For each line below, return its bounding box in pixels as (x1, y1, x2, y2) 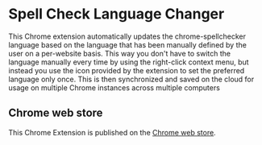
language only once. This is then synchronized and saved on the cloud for (8, 74, 255, 84)
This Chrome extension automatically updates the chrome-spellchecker (8, 31, 246, 41)
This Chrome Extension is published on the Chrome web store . (8, 127, 216, 137)
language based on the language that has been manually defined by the (8, 39, 247, 49)
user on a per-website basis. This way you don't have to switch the (8, 48, 231, 58)
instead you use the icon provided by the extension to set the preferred (8, 65, 245, 75)
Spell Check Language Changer (8, 5, 225, 23)
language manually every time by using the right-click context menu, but (8, 57, 249, 67)
